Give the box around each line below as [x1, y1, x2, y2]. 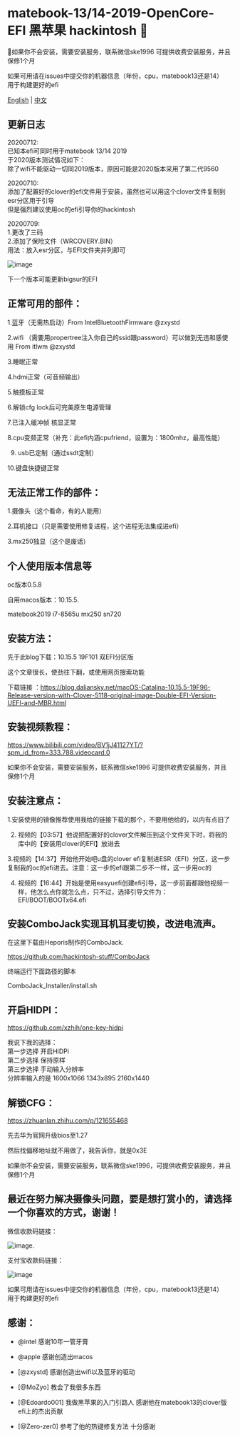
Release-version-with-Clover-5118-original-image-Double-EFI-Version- [7, 691, 216, 700]
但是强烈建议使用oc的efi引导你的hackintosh [7, 205, 136, 214]
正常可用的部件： [7, 298, 83, 310]
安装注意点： [7, 795, 64, 807]
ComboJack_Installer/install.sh [7, 981, 98, 990]
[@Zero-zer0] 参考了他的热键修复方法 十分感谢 [17, 1422, 156, 1431]
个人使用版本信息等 [7, 560, 92, 572]
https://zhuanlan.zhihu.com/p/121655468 [7, 1116, 128, 1125]
